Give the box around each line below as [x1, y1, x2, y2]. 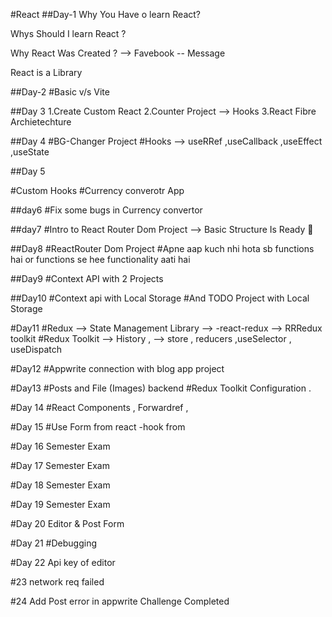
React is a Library [10, 67, 83, 78]
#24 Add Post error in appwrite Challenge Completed [10, 595, 230, 607]
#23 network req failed [10, 576, 105, 588]
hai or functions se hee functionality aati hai [10, 254, 191, 265]
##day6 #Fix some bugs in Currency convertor [10, 204, 203, 216]
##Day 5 [10, 165, 46, 177]
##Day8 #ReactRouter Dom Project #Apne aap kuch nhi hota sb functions [10, 243, 315, 254]
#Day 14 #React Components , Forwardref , [10, 402, 189, 413]
